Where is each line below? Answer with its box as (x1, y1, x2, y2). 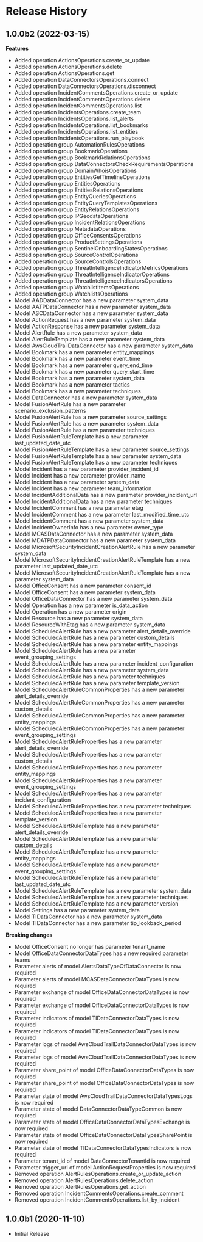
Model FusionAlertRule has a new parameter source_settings (14, 413, 167, 421)
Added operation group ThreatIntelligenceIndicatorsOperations (14, 277, 173, 285)
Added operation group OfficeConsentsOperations (14, 232, 142, 239)
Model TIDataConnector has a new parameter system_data (14, 913, 162, 920)
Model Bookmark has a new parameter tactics (14, 381, 130, 388)
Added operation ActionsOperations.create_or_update (14, 57, 150, 64)
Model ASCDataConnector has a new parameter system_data (14, 310, 168, 317)
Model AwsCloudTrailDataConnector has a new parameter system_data (14, 342, 193, 349)
